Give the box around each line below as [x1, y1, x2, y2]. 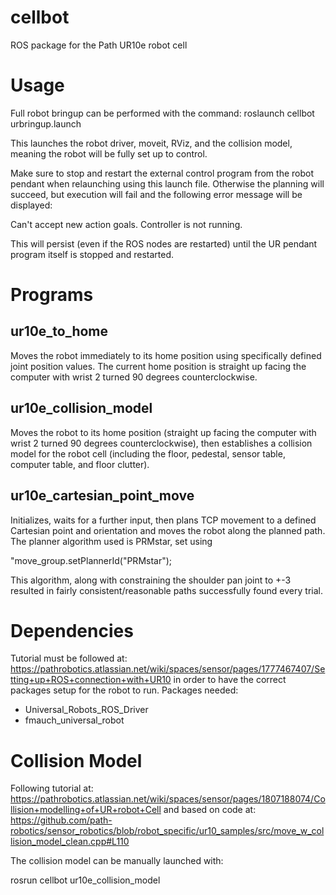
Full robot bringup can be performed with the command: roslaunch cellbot [10, 107, 315, 119]
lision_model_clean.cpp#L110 [10, 836, 130, 848]
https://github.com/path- [10, 814, 113, 826]
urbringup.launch [10, 117, 82, 130]
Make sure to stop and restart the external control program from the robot [10, 167, 315, 179]
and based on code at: [163, 804, 257, 816]
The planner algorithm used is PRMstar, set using [10, 535, 213, 547]
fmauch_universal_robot [24, 714, 125, 726]
